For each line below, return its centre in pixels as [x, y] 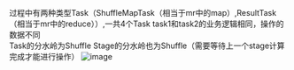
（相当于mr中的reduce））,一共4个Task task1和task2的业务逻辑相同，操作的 [147, 24]
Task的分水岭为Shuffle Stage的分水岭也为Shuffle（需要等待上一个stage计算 [147, 45]
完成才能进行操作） [44, 56]
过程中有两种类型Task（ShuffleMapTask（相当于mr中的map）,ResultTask [143, 13]
